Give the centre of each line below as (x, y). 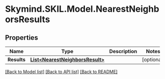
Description (123, 51)
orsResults (27, 19)
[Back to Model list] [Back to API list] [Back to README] (61, 72)
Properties (22, 38)
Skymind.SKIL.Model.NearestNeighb (82, 9)
